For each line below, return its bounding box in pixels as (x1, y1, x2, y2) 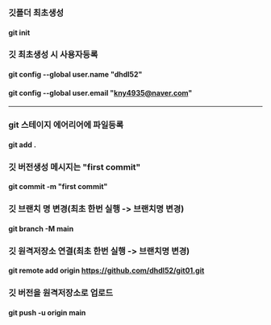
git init (8, 27, 31, 37)
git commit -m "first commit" (8, 182, 108, 191)
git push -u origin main (8, 307, 86, 317)
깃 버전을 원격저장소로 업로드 (8, 287, 114, 298)
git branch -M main (8, 224, 74, 233)
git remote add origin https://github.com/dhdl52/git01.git (8, 265, 205, 275)
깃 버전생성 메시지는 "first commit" (8, 161, 141, 172)
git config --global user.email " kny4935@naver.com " (8, 88, 193, 97)
